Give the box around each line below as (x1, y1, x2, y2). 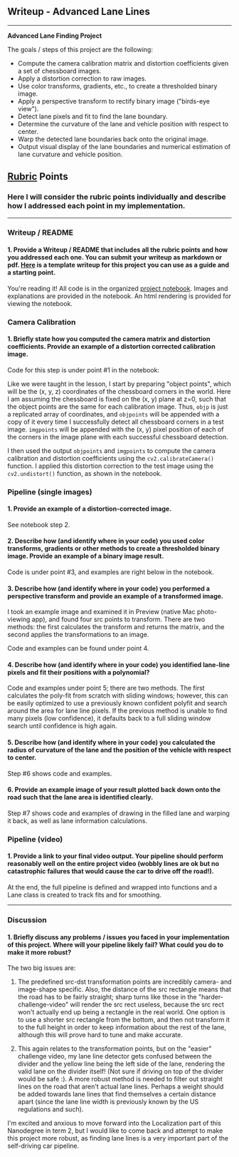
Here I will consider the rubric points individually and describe (7, 192, 226, 202)
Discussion (7, 914, 48, 924)
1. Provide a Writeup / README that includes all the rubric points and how (7, 245, 228, 254)
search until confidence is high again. (7, 722, 117, 730)
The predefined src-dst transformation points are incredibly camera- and (17, 977, 233, 987)
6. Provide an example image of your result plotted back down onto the (7, 785, 221, 794)
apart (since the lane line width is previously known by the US (17, 1098, 199, 1106)
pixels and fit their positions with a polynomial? (7, 668, 150, 676)
